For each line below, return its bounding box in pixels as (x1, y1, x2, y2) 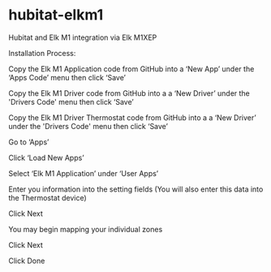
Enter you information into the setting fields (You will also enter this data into (8, 184, 264, 194)
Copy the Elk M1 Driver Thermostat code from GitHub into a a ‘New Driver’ (8, 112, 257, 123)
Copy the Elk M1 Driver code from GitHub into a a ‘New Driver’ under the (8, 88, 250, 98)
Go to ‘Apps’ (8, 136, 49, 147)
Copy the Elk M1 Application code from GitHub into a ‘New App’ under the (8, 63, 255, 74)
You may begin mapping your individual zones (8, 224, 163, 234)
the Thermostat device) (8, 192, 87, 202)
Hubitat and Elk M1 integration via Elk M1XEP (8, 32, 157, 42)
